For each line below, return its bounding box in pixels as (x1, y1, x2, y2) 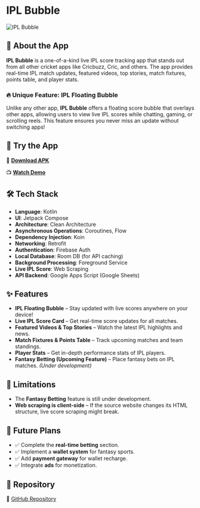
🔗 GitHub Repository (6, 495, 57, 502)
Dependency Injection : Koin (14, 233, 85, 240)
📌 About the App (6, 41, 69, 51)
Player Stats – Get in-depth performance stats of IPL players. (14, 349, 166, 356)
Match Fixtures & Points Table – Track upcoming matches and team (14, 337, 183, 344)
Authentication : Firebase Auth (14, 246, 91, 253)
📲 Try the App (6, 141, 59, 151)
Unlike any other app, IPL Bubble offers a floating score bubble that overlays (6, 104, 195, 111)
